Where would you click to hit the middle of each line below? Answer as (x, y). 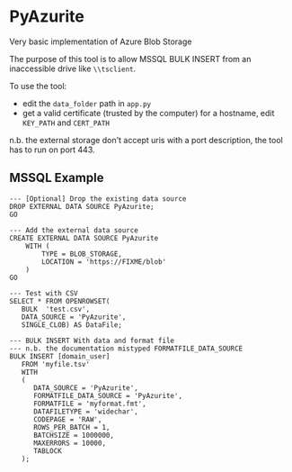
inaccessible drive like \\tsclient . (73, 68)
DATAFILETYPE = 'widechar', (86, 412)
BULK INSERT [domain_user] (60, 356)
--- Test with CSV (44, 293)
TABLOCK (48, 451)
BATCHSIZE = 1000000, (74, 435)
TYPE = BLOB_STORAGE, (82, 254)
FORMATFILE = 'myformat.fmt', (89, 404)
